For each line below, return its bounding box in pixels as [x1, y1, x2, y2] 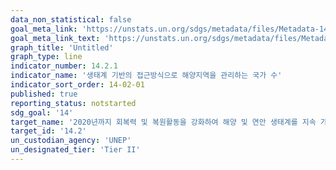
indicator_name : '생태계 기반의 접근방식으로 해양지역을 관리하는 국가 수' [10, 71, 283, 81]
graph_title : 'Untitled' [10, 42, 114, 53]
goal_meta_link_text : [10, 33, 101, 43]
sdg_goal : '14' [10, 107, 74, 118]
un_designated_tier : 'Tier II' [10, 145, 141, 155]
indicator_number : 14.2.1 [10, 61, 118, 71]
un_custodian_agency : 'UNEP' [10, 136, 132, 146]
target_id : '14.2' [10, 126, 87, 136]
